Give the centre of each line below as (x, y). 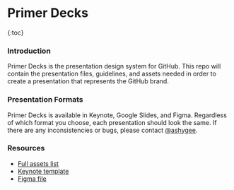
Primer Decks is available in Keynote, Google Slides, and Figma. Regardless (117, 115)
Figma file (32, 179)
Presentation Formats (45, 100)
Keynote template (43, 171)
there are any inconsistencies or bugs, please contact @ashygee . (103, 130)
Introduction (29, 51)
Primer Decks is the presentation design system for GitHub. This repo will (114, 66)
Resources (26, 148)
